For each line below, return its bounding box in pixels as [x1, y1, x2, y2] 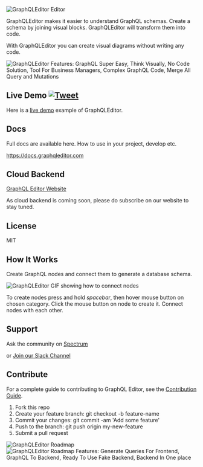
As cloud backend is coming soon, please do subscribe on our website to [6, 197, 189, 204]
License [6, 221, 37, 231]
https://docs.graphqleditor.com [6, 152, 84, 159]
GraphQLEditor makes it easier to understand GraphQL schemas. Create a [6, 18, 190, 24]
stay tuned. [6, 203, 34, 211]
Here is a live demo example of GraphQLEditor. [6, 106, 123, 114]
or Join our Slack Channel [6, 352, 71, 359]
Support [6, 324, 38, 335]
